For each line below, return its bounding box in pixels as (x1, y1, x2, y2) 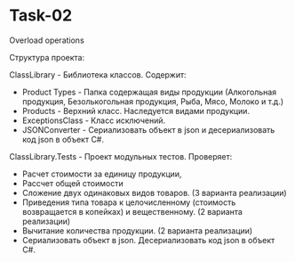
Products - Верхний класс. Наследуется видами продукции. (21, 105, 251, 116)
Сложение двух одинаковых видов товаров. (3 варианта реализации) (21, 187, 287, 198)
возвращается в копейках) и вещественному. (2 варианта (21, 206, 243, 217)
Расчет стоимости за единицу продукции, (21, 168, 182, 179)
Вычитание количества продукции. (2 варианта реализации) (21, 225, 253, 236)
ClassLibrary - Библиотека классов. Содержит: (9, 69, 187, 80)
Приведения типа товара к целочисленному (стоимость (21, 197, 236, 208)
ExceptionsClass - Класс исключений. (21, 115, 166, 126)
